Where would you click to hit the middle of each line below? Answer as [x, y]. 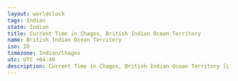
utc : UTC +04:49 [31, 60]
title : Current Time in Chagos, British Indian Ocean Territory [104, 33]
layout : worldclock [36, 14]
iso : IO [19, 46]
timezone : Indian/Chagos [44, 54]
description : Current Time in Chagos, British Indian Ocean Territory [114, 66]
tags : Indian [27, 20]
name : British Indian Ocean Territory [64, 40]
